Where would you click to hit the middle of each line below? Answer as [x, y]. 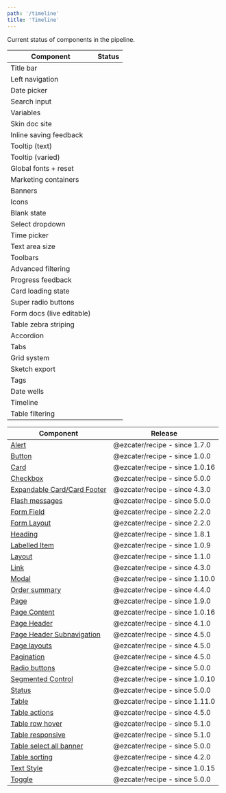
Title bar [24, 68]
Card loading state [40, 291]
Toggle [22, 779]
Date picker [29, 90]
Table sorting [32, 757]
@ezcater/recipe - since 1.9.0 [162, 601]
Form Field [28, 512]
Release [164, 433]
